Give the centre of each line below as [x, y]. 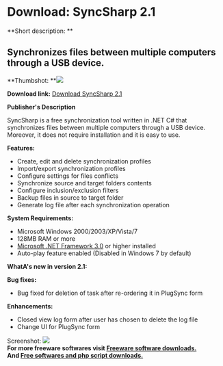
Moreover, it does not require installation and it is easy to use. [94, 135]
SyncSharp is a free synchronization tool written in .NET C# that [97, 120]
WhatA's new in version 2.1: [47, 266]
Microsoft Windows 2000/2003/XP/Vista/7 [77, 231]
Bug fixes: [22, 279]
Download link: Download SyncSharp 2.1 [65, 94]
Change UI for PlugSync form [58, 326]
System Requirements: [40, 218]
